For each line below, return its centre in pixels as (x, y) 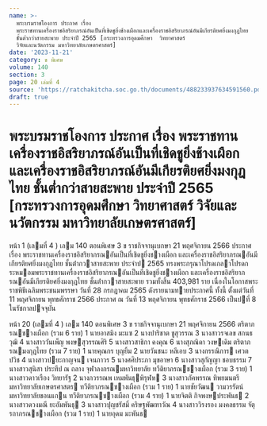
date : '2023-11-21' (41, 52)
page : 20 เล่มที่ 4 (34, 82)
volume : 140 (29, 68)
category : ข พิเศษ (36, 60)
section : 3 (27, 75)
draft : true (29, 97)
